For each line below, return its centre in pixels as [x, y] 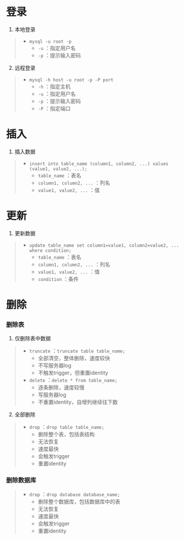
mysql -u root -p [50, 42]
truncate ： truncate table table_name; [77, 351]
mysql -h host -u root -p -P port [71, 80]
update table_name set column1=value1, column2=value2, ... [104, 245]
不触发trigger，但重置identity [73, 373]
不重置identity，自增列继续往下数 [78, 402]
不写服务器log [54, 365]
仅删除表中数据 [33, 339]
